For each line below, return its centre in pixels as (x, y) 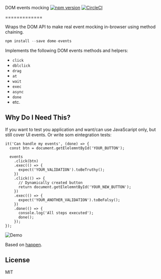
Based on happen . (24, 244)
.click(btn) (26, 161)
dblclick (21, 66)
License (18, 260)
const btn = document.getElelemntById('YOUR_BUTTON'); (67, 148)
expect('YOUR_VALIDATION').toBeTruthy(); (61, 170)
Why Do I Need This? (38, 118)
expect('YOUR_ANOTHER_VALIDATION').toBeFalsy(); (69, 200)
